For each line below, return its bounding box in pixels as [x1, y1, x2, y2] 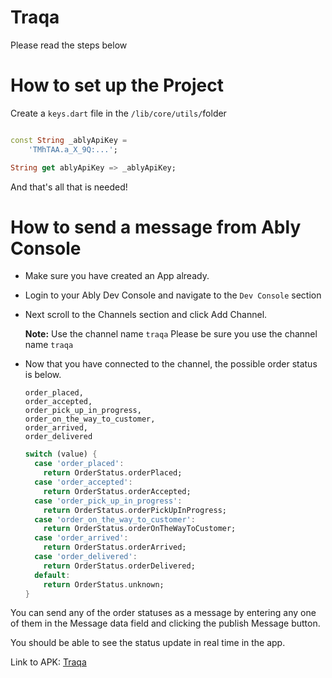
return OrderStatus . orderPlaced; [43, 468, 183, 478]
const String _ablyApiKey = [10, 135, 128, 145]
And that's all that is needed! [10, 181, 128, 193]
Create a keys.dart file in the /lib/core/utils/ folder [10, 107, 227, 119]
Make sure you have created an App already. [24, 270, 210, 282]
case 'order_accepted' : [34, 477, 133, 488]
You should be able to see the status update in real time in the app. [10, 637, 286, 649]
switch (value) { [24, 449, 98, 460]
